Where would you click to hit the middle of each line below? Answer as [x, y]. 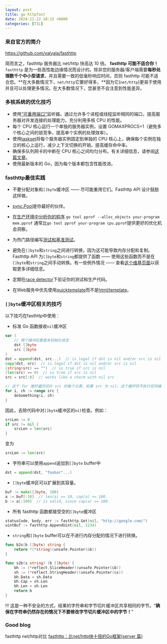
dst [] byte [25, 345]
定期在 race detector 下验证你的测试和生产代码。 [61, 280]
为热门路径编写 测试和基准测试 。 [45, 240]
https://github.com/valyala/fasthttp [41, 53]
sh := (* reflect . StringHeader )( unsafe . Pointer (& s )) [69, 572]
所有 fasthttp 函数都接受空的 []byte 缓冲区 [54, 511]
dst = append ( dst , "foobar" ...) [39, 473]
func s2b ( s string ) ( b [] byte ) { [40, 563]
